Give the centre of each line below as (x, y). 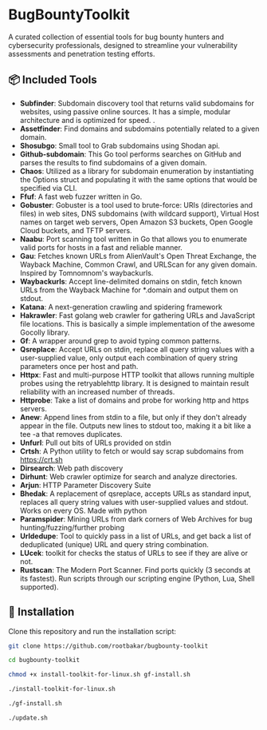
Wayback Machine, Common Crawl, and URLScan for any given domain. (138, 264)
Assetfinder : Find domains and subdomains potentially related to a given (139, 129)
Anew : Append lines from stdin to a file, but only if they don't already (133, 417)
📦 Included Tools (53, 80)
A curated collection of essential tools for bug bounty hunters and (116, 37)
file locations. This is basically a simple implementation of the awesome (137, 323)
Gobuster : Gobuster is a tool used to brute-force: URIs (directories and (136, 204)
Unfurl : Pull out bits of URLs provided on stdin (95, 442)
